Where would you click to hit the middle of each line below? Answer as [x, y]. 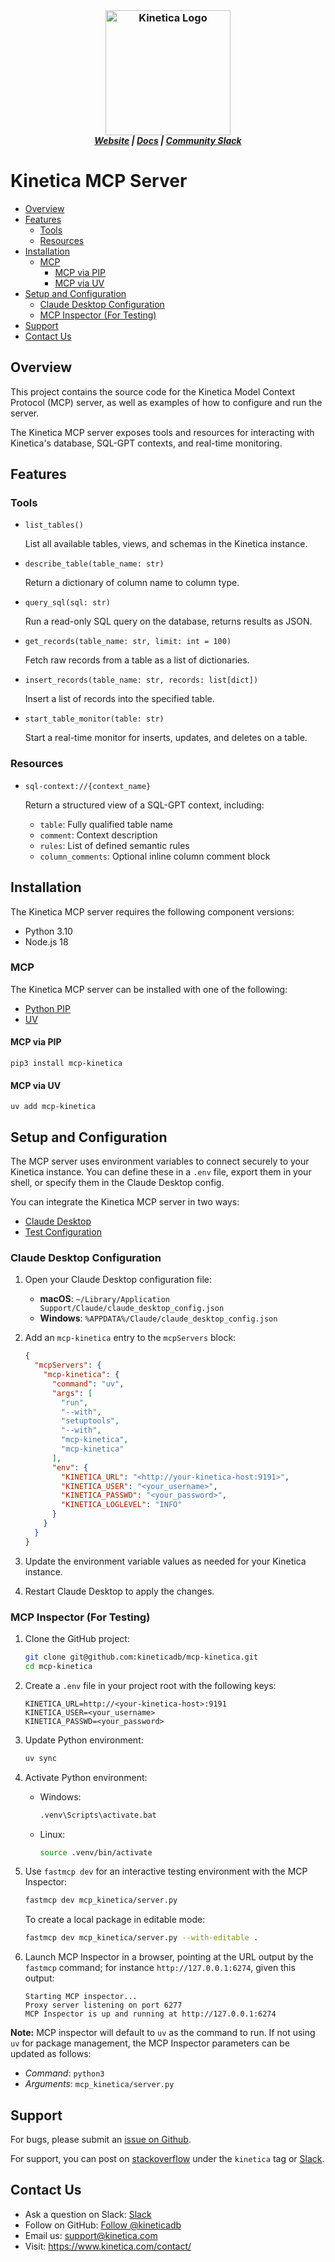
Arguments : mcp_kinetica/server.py [99, 2084]
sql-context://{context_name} [88, 786]
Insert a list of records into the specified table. [119, 699]
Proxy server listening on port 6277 [103, 2005]
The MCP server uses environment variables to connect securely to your [160, 1161]
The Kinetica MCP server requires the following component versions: [152, 911]
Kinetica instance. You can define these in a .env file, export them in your [161, 1172]
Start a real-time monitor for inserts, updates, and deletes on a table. [166, 738]
